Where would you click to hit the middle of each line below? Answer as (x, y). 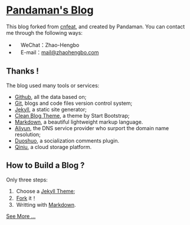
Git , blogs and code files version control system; (73, 103)
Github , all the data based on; (50, 97)
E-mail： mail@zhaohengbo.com (60, 52)
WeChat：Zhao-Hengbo (50, 45)
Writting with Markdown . (46, 204)
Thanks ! (23, 71)
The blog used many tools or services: (53, 85)
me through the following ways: (44, 32)
